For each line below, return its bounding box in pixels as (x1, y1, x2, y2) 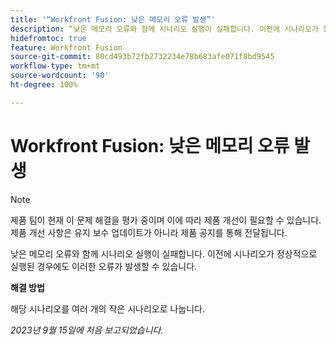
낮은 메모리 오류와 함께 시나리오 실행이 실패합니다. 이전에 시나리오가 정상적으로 (10, 247, 318, 260)
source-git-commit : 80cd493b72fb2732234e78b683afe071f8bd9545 (10, 52, 275, 62)
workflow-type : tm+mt (10, 61, 101, 71)
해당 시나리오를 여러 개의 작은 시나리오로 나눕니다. (10, 302, 206, 315)
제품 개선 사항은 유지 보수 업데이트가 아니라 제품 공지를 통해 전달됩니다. (10, 226, 288, 238)
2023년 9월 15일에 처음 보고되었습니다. (10, 324, 164, 336)
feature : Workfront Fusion (10, 42, 123, 53)
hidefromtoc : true (10, 33, 87, 43)
